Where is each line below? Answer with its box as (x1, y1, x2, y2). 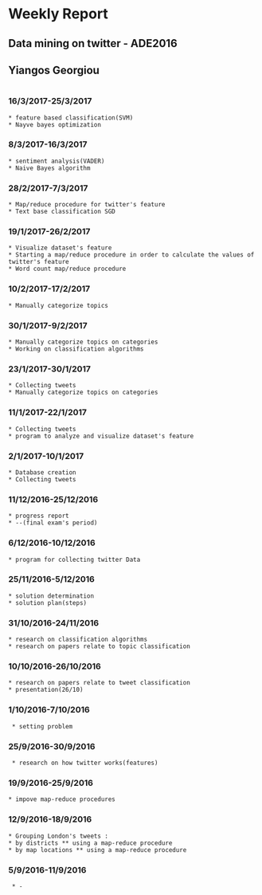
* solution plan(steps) (8, 599, 88, 606)
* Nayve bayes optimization (8, 120, 102, 128)
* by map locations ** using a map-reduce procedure (8, 846, 187, 854)
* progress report (8, 512, 69, 520)
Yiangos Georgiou (8, 63, 100, 77)
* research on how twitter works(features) (11, 759, 158, 767)
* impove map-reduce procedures (8, 795, 115, 803)
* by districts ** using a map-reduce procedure (8, 838, 173, 847)
